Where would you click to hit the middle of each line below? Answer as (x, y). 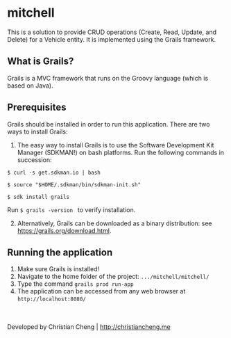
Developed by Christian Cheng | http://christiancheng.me (89, 327)
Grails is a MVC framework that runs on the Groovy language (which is (108, 78)
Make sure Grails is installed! (58, 269)
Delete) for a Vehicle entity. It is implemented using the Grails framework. (112, 39)
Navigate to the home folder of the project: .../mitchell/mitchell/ (113, 277)
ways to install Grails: (37, 131)
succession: (34, 160)
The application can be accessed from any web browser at (101, 291)
